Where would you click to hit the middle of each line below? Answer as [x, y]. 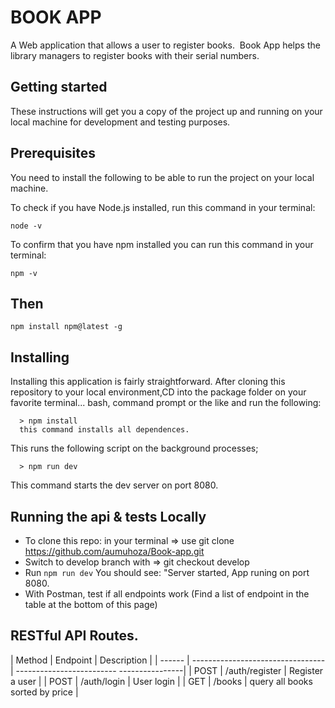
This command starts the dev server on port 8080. [114, 485]
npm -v [24, 273]
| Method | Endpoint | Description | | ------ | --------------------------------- [168, 660]
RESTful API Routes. [74, 636]
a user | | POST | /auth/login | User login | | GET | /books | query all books [161, 681]
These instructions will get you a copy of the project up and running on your [166, 111]
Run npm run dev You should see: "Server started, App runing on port [167, 572]
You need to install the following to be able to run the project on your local [162, 177]
